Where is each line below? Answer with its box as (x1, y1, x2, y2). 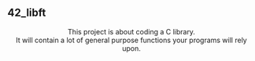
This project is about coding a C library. (67, 27, 196, 36)
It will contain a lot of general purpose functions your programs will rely (16, 35, 247, 45)
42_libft (7, 6, 46, 20)
